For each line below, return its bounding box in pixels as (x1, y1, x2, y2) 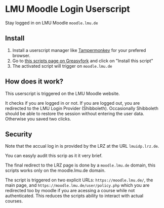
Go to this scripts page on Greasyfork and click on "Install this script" (12, 58, 153, 64)
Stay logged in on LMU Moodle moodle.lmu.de (5, 20, 98, 26)
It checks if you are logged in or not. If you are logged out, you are (5, 100, 140, 106)
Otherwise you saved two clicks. (5, 116, 72, 122)
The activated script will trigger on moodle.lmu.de (12, 63, 113, 69)
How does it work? (5, 78, 64, 86)
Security (5, 130, 32, 138)
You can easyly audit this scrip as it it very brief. (5, 153, 103, 159)
